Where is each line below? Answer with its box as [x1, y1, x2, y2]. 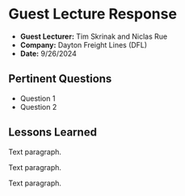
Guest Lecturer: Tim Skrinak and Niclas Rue [19, 31, 168, 41]
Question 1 [19, 94, 56, 103]
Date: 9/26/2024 [19, 48, 77, 58]
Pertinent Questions [8, 72, 112, 85]
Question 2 [19, 102, 57, 111]
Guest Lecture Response [8, 5, 178, 23]
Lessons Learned [8, 126, 97, 140]
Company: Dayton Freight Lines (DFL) [19, 40, 148, 49]
